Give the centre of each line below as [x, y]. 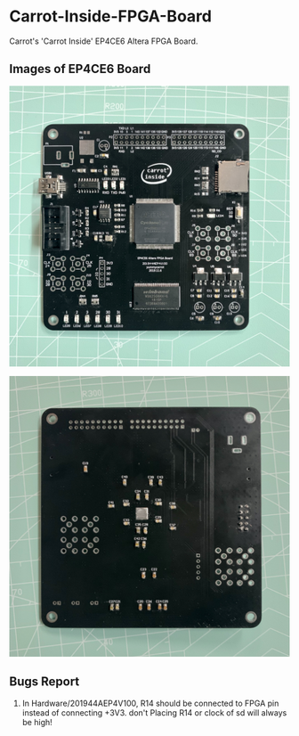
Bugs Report [44, 682]
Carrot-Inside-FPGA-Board [110, 16]
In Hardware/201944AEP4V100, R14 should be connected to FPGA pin [150, 703]
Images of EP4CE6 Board [80, 69]
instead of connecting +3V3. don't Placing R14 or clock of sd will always [154, 712]
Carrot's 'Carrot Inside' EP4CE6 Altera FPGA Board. [104, 41]
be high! [37, 722]
